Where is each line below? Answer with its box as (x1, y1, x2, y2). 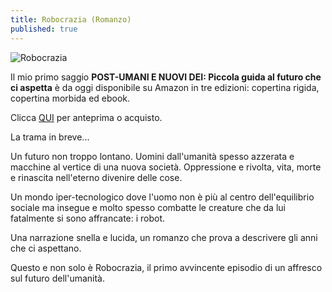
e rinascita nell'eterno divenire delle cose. (10, 171, 183, 183)
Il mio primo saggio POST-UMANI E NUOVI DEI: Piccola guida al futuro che (10, 71, 322, 83)
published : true (10, 24, 78, 34)
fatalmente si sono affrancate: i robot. (10, 212, 166, 224)
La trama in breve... (10, 131, 90, 143)
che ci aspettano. (10, 242, 82, 254)
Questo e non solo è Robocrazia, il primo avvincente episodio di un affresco (10, 261, 323, 273)
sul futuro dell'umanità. (10, 272, 106, 284)
